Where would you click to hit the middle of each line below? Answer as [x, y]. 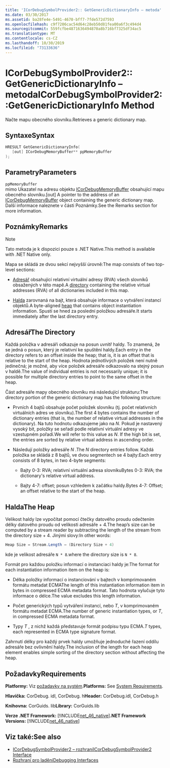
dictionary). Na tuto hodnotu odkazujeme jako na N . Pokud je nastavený [88, 424]
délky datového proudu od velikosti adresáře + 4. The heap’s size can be [80, 525]
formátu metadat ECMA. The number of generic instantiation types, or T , [88, 611]
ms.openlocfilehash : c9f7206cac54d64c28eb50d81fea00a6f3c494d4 [73, 24]
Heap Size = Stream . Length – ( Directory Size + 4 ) [60, 545]
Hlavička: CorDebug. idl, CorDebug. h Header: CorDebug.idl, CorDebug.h [82, 696]
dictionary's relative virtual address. [57, 476]
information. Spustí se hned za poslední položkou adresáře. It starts [82, 311]
